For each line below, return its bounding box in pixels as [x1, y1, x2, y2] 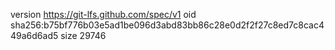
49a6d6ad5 [10, 30, 59, 41]
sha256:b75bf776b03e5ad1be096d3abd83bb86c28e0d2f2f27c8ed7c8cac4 [10, 19, 325, 31]
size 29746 [60, 30, 107, 41]
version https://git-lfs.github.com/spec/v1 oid [10, 9, 197, 20]
